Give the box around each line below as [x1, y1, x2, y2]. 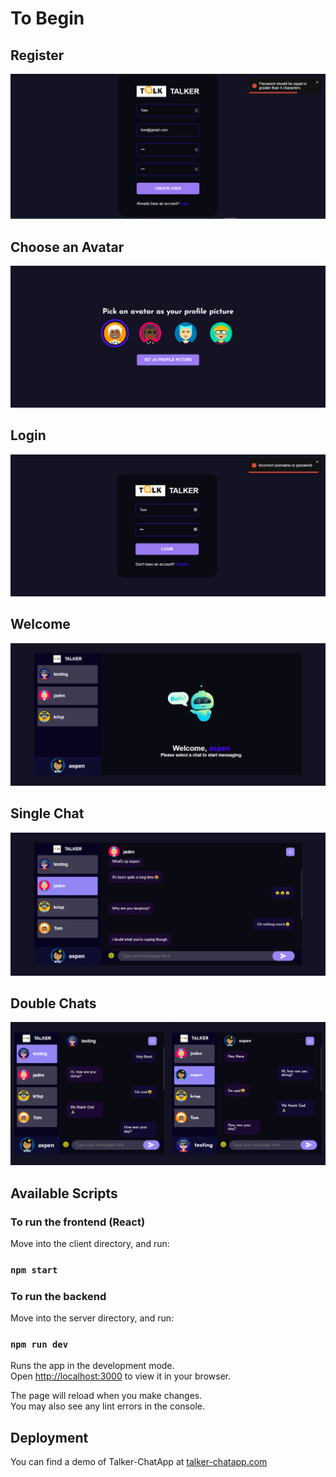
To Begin [10, 7, 85, 30]
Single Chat [10, 805, 85, 822]
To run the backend [10, 1289, 107, 1303]
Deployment [10, 1429, 89, 1446]
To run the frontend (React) [10, 1215, 146, 1229]
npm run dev [10, 1339, 69, 1351]
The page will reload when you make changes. [10, 1390, 203, 1402]
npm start [10, 1264, 58, 1276]
